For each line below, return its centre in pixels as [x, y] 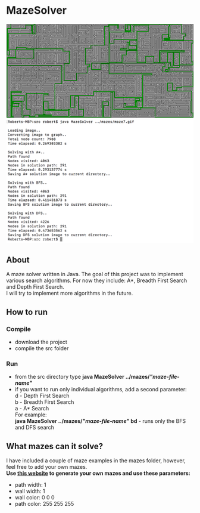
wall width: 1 [30, 491]
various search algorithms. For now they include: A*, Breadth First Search [97, 280]
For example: [31, 415]
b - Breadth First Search [44, 402]
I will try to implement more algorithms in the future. [70, 293]
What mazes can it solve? [55, 446]
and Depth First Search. [35, 287]
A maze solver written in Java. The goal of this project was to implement [95, 274]
